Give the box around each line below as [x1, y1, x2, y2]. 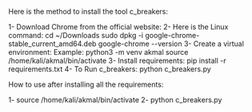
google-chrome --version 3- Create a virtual [98, 39, 244, 48]
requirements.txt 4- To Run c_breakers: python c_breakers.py [8, 64, 212, 74]
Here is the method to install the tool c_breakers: [8, 7, 168, 16]
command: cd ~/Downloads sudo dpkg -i [8, 31, 144, 40]
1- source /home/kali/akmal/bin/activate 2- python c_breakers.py [8, 95, 222, 104]
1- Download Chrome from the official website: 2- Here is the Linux [8, 22, 229, 31]
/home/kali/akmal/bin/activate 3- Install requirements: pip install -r [8, 56, 226, 65]
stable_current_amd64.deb [8, 39, 97, 48]
